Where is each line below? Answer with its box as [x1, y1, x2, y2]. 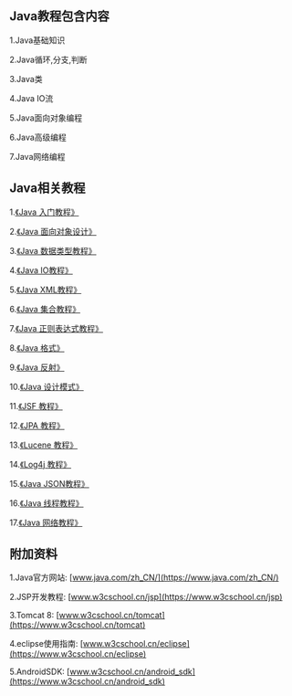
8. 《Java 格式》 [9, 342, 66, 353]
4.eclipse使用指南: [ [9, 638, 84, 649]
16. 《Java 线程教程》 [9, 497, 84, 509]
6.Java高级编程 [9, 132, 67, 142]
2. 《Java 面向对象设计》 [9, 226, 98, 237]
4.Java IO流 [9, 92, 54, 103]
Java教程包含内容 [9, 8, 109, 25]
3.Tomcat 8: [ [9, 610, 59, 621]
